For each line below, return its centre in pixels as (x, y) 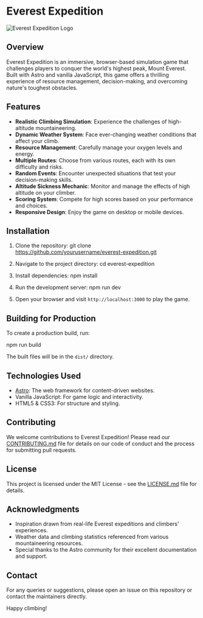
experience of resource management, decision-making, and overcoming (97, 81)
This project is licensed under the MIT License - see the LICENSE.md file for (101, 484)
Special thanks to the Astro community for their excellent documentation (106, 550)
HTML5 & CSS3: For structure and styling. (67, 403)
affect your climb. (37, 141)
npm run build (24, 345)
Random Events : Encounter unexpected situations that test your (95, 173)
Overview (25, 47)
